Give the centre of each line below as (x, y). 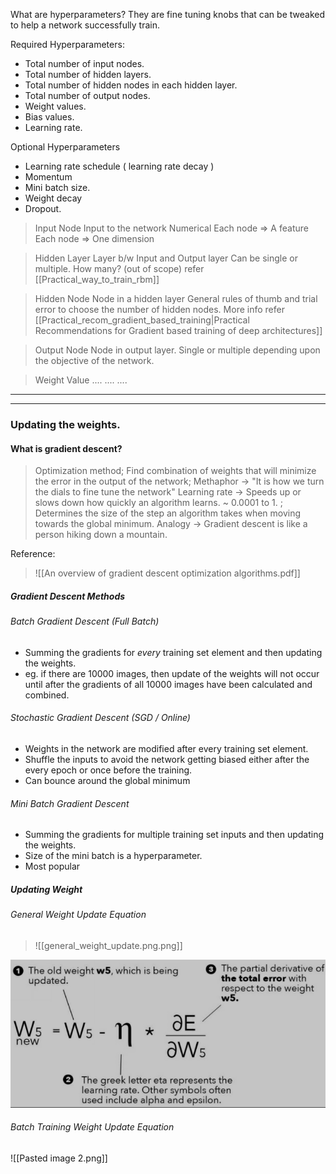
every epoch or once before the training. (108, 770)
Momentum (48, 177)
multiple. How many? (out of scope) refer (119, 268)
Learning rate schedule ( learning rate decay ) (119, 166)
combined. (47, 695)
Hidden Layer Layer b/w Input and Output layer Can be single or (166, 258)
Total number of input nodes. (84, 63)
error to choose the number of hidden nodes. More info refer (159, 309)
